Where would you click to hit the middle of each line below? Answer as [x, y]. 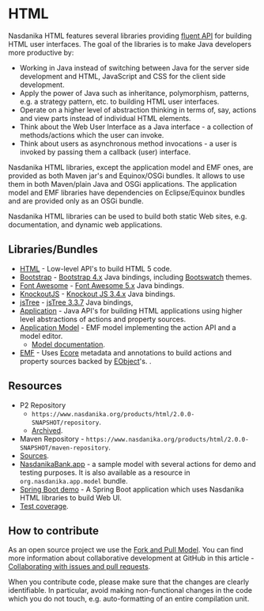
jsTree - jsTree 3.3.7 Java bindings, [76, 302]
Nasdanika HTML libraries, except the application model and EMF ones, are [131, 167]
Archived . [47, 430]
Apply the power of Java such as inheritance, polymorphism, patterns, [134, 93]
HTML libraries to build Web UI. [71, 497]
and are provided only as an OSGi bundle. [76, 201]
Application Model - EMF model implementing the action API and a [128, 327]
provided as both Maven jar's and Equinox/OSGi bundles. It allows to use [126, 176]
